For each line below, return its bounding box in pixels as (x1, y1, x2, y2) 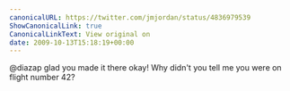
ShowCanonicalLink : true (9, 21, 102, 30)
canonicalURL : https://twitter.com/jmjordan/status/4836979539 (9, 12, 251, 22)
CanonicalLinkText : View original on (9, 29, 151, 38)
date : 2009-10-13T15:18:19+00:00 (9, 37, 135, 47)
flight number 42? (9, 72, 75, 83)
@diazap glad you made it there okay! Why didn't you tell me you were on (9, 62, 282, 73)
